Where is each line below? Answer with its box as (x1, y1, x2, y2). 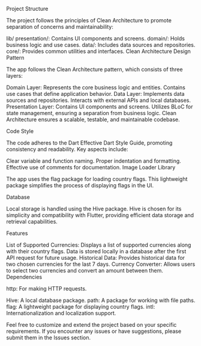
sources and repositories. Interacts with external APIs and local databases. (6, 96, 191, 104)
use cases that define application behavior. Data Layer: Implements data (6, 90, 185, 97)
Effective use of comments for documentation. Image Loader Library (6, 164, 176, 171)
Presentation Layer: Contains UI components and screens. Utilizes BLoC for (6, 103, 193, 110)
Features (6, 230, 28, 237)
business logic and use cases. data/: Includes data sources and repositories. (6, 42, 196, 48)
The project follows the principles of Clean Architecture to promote (6, 17, 172, 24)
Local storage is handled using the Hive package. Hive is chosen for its (6, 205, 182, 212)
